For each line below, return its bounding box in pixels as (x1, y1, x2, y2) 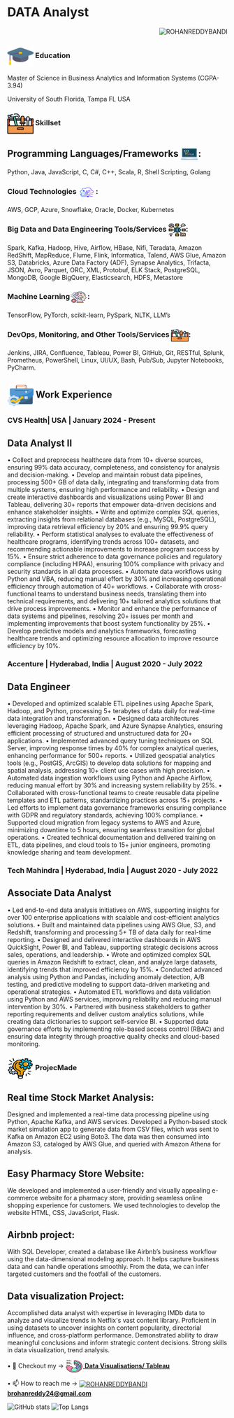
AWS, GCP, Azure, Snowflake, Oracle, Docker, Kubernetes (7, 206, 175, 214)
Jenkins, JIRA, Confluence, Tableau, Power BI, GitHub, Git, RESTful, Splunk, (7, 349, 225, 357)
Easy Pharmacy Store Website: (7, 1167, 145, 1179)
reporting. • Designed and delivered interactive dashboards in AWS (7, 935, 201, 943)
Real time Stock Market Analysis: (7, 1092, 154, 1104)
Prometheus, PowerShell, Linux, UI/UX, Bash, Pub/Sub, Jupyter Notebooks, (7, 356, 224, 365)
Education (34, 50, 71, 60)
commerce (7, 1194, 38, 1202)
